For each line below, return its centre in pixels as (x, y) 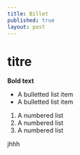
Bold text (21, 81)
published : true (31, 20)
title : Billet (28, 14)
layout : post (26, 27)
